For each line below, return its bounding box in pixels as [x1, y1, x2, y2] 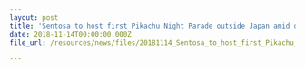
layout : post [9, 13, 59, 22]
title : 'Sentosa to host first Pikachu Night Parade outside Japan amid [9, 22, 290, 30]
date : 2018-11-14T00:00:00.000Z [9, 30, 132, 39]
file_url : [9, 38, 47, 47]
